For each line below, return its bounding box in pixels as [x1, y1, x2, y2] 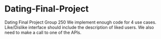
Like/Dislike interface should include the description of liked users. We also [4, 24, 154, 30]
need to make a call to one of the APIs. [4, 29, 82, 35]
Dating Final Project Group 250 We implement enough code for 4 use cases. [4, 19, 157, 25]
